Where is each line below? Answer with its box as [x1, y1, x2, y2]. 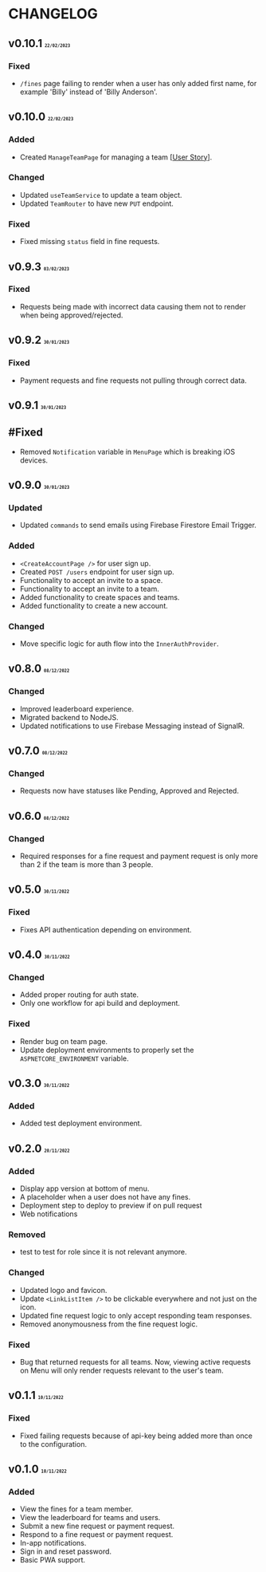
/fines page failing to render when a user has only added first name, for [19, 78, 257, 88]
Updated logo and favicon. [19, 1285, 108, 1294]
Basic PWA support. [19, 1555, 86, 1565]
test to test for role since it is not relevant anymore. [19, 1247, 187, 1257]
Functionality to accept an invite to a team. [19, 584, 159, 593]
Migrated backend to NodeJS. [19, 712, 119, 722]
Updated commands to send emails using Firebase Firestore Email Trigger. [19, 520, 257, 530]
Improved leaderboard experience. [19, 703, 134, 714]
